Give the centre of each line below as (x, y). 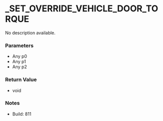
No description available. (30, 33)
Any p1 (19, 62)
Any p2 (19, 67)
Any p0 (19, 56)
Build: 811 (22, 114)
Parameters (19, 45)
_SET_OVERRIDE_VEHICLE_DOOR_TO (82, 9)
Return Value (21, 80)
